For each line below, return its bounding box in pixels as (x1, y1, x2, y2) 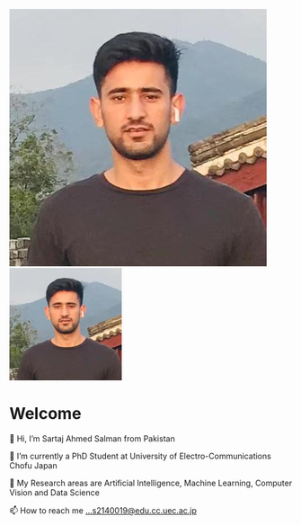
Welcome (9, 404, 82, 424)
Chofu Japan (9, 459, 58, 471)
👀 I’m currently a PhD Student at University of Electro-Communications (9, 450, 271, 461)
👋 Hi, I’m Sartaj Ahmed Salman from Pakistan (9, 432, 175, 444)
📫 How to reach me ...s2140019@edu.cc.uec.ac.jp (9, 504, 198, 516)
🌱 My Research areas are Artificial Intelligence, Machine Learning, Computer (9, 477, 293, 488)
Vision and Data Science (9, 486, 101, 498)
